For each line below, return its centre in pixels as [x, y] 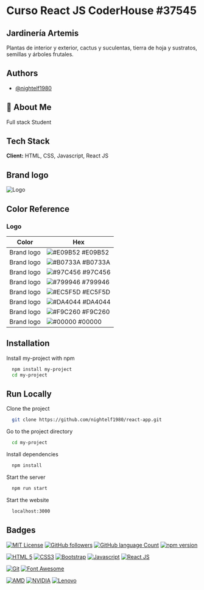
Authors [22, 74]
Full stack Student [29, 122]
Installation [28, 343]
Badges [21, 531]
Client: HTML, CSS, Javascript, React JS [57, 156]
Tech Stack [28, 141]
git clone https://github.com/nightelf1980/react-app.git [87, 420]
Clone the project [28, 409]
